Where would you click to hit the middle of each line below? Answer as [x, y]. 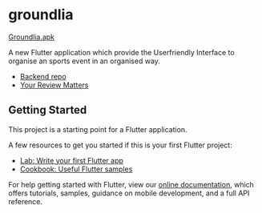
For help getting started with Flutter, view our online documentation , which [131, 184]
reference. [25, 201]
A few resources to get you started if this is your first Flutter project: [120, 145]
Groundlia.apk [31, 37]
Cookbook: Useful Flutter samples [76, 169]
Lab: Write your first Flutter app [72, 160]
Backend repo [43, 76]
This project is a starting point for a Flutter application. [98, 129]
